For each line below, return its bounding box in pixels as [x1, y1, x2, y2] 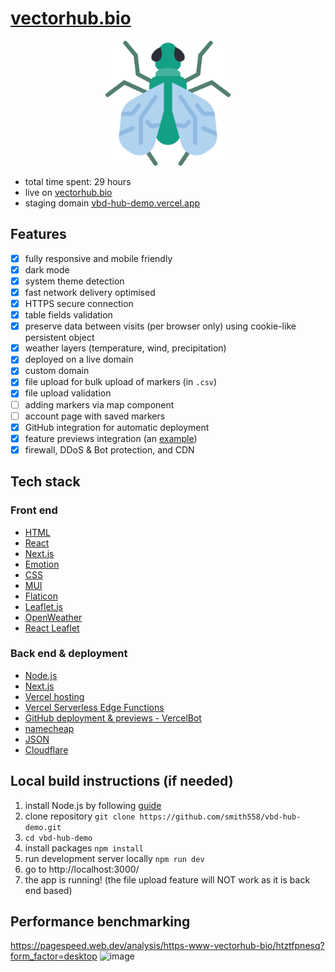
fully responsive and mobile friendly [24, 252, 173, 264]
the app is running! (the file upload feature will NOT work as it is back [24, 873, 311, 886]
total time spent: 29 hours [24, 175, 132, 187]
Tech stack [10, 473, 81, 491]
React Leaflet [24, 622, 80, 634]
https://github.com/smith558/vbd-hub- [139, 812, 302, 822]
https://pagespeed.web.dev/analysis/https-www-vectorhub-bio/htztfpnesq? [10, 940, 325, 952]
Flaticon [24, 590, 58, 602]
